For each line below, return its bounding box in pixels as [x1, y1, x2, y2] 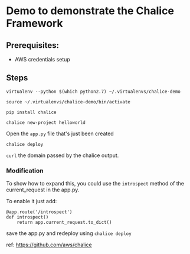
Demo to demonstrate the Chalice [6, 4, 174, 18]
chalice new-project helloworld [6, 119, 86, 125]
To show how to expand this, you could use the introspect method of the [6, 180, 185, 187]
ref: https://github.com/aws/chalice [6, 241, 93, 249]
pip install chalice [6, 109, 57, 115]
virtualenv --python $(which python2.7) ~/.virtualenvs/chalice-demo [6, 89, 181, 95]
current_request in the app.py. [6, 186, 80, 193]
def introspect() [6, 214, 49, 220]
